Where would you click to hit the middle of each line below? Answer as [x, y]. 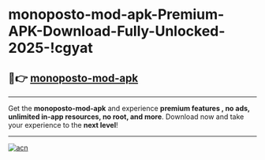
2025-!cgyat [50, 48]
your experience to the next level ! [63, 125]
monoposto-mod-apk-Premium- [116, 15]
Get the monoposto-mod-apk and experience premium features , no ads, [129, 108]
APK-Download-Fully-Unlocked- [117, 31]
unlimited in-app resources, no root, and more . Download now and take [126, 117]
